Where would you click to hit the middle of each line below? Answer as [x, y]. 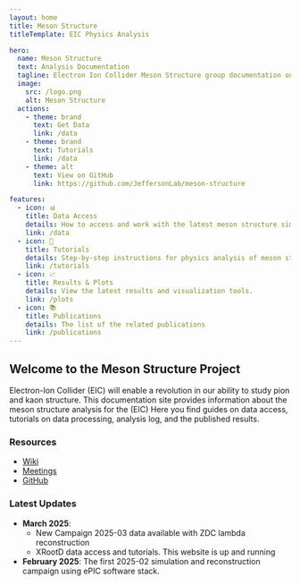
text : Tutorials [63, 150]
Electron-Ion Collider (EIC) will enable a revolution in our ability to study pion [150, 390]
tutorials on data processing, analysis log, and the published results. [134, 419]
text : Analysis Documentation [73, 67]
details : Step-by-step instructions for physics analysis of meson [153, 258]
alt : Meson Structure [65, 100]
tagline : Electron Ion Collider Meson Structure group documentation [149, 76]
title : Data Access [62, 216]
